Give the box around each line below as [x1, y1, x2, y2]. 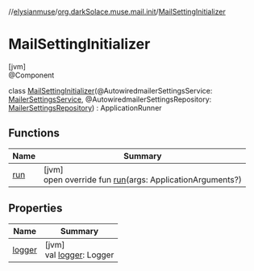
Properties [8, 202, 63, 215]
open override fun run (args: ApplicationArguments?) [43, 173, 242, 185]
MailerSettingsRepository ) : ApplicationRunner [8, 102, 163, 112]
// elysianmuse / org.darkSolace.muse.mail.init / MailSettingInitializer [8, 7, 226, 16]
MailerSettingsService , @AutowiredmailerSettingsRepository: [8, 94, 212, 104]
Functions [8, 127, 60, 140]
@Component [8, 70, 55, 80]
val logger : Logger [44, 249, 115, 261]
